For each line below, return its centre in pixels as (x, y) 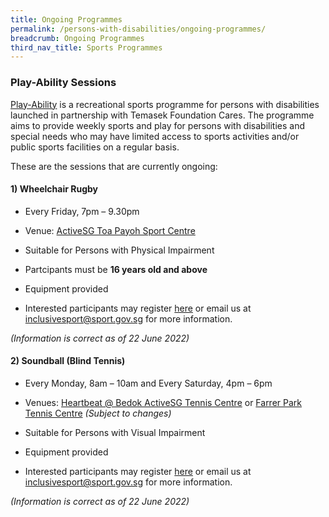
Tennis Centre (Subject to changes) (98, 413)
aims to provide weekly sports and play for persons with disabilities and (157, 125)
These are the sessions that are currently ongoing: (114, 166)
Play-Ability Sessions (63, 83)
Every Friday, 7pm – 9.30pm (82, 211)
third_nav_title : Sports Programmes (86, 47)
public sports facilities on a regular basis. (95, 147)
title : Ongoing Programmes (66, 19)
